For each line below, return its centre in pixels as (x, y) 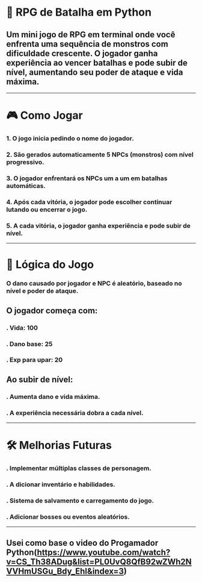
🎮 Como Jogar (44, 115)
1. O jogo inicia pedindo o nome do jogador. (70, 139)
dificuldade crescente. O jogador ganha (82, 53)
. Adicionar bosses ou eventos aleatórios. (68, 516)
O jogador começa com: (52, 311)
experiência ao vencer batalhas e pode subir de (97, 63)
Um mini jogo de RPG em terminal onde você (91, 35)
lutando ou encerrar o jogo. (47, 209)
